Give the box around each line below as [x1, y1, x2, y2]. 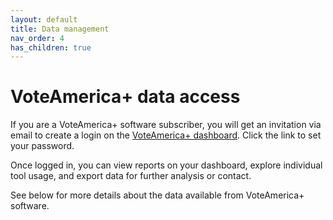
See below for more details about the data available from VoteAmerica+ [10, 189, 305, 201]
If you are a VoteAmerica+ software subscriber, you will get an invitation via [10, 119, 322, 131]
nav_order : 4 [10, 33, 65, 43]
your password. [10, 140, 75, 152]
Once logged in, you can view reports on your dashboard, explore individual [10, 159, 323, 171]
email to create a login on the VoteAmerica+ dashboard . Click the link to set [10, 129, 322, 141]
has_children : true [10, 42, 92, 53]
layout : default [10, 14, 78, 25]
